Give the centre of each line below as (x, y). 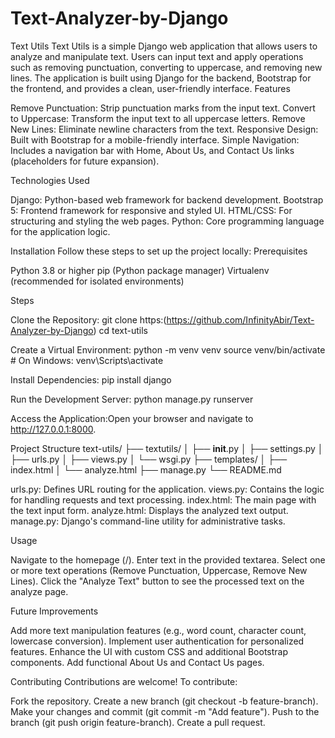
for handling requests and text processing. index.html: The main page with (163, 499)
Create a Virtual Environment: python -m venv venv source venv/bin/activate (168, 349)
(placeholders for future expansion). (85, 161)
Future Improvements (54, 611)
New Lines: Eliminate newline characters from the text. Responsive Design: (164, 129)
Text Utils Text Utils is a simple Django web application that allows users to (164, 46)
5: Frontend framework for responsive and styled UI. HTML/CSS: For (151, 210)
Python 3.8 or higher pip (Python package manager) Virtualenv (140, 270)
